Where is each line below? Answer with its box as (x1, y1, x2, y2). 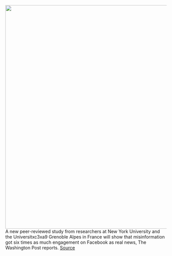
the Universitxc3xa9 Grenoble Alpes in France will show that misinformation (5, 234, 165, 240)
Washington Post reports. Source (5, 245, 75, 250)
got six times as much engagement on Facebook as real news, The (5, 239, 147, 245)
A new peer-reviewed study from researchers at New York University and (5, 228, 160, 235)
